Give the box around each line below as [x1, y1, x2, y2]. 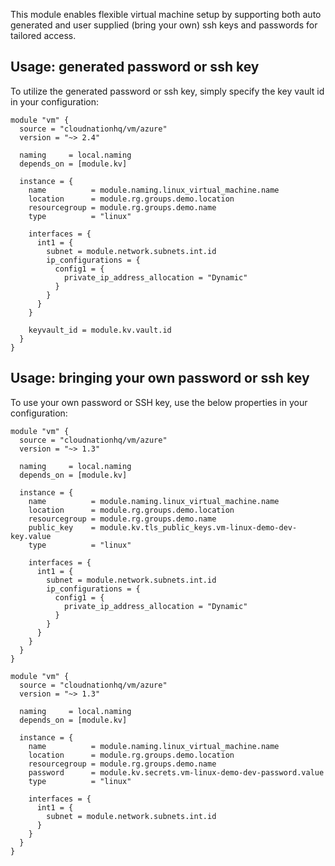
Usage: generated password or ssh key [10, 59, 260, 76]
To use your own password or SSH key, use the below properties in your [10, 396, 308, 408]
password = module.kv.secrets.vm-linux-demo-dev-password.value [28, 767, 325, 778]
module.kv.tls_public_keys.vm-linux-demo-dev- [99, 522, 298, 533]
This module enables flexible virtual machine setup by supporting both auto [10, 9, 322, 20]
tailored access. [10, 30, 77, 41]
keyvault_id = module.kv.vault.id [28, 325, 172, 335]
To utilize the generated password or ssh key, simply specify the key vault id [10, 85, 325, 97]
